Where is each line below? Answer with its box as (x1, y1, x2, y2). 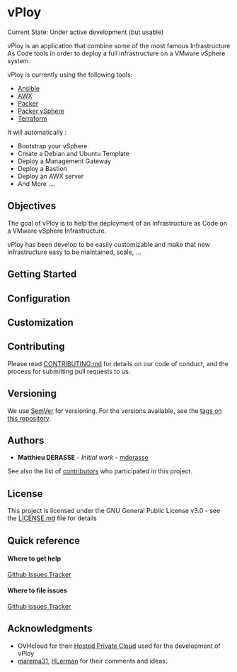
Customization (7, 316, 74, 329)
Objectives (7, 200, 57, 212)
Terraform (17, 114, 47, 123)
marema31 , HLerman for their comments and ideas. (17, 656, 168, 665)
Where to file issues (7, 586, 67, 595)
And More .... (17, 179, 56, 188)
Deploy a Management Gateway (17, 157, 111, 165)
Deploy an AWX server (17, 172, 84, 180)
